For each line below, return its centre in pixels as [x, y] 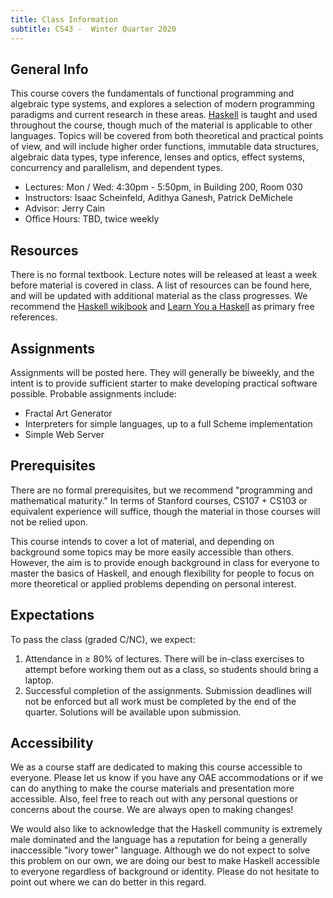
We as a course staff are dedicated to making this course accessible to [156, 767]
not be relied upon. [49, 522]
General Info [49, 69]
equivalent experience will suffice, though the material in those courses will [165, 511]
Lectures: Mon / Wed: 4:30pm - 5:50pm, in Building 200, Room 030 [163, 187]
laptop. [39, 680]
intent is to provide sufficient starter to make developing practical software [164, 383]
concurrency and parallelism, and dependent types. [116, 168]
